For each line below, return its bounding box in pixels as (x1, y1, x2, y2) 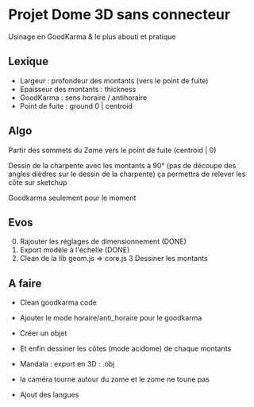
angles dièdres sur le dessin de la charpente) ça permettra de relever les (8, 169, 246, 179)
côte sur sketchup (8, 177, 67, 187)
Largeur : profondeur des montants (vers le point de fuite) (19, 75, 209, 85)
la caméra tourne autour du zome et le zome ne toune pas (19, 374, 210, 384)
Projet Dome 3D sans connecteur (8, 6, 231, 24)
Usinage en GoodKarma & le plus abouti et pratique (8, 32, 176, 41)
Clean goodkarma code (19, 298, 97, 307)
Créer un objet (19, 328, 67, 338)
